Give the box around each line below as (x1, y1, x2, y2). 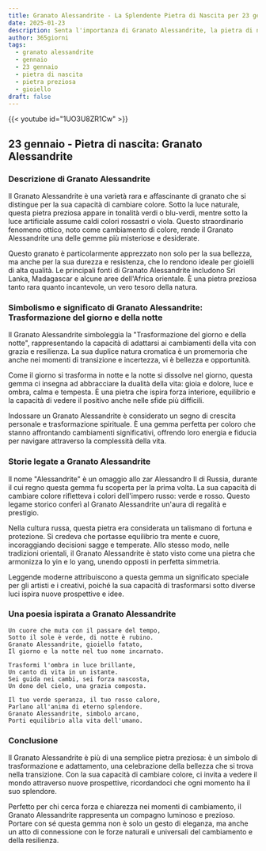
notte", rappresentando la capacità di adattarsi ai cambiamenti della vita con (8, 338, 256, 348)
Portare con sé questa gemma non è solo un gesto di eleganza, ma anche (8, 819, 249, 828)
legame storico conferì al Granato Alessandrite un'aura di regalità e (8, 500, 227, 509)
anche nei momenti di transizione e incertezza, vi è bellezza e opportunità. (8, 355, 251, 365)
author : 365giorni (8, 33, 69, 42)
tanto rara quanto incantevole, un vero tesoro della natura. (8, 282, 198, 291)
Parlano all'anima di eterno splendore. (8, 702, 144, 711)
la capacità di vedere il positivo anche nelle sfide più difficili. (8, 396, 204, 405)
